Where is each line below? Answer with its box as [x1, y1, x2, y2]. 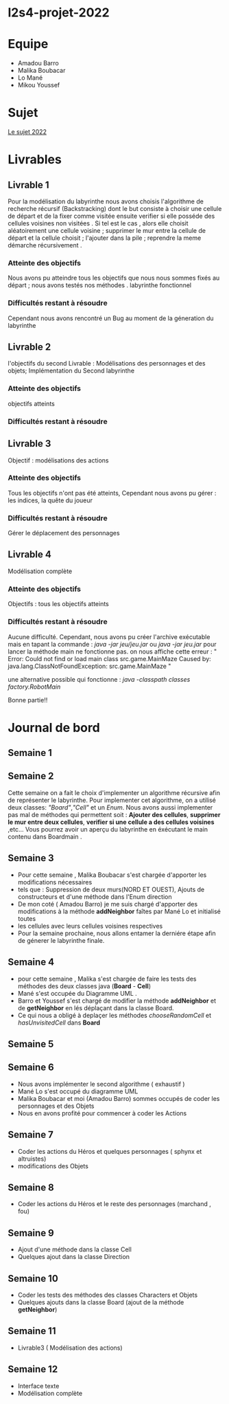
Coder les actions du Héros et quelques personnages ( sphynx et [17, 1147, 202, 1155]
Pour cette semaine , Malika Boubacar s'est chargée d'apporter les [17, 871, 207, 879]
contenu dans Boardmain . [8, 832, 82, 840]
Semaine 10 [8, 1273, 59, 1284]
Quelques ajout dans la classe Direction [17, 1253, 130, 1261]
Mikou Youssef [17, 81, 60, 89]
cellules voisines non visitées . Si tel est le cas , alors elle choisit [8, 219, 189, 227]
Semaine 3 [8, 852, 54, 864]
